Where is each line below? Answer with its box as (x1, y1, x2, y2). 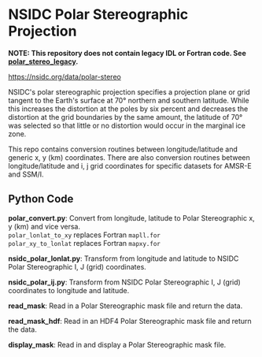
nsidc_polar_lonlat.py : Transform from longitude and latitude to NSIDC (8, 254, 239, 263)
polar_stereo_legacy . (8, 57, 79, 66)
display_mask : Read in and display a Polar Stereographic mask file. (8, 340, 227, 349)
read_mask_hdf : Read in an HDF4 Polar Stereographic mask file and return (8, 316, 252, 325)
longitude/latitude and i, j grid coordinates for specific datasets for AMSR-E (8, 161, 252, 170)
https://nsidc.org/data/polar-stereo (8, 72, 122, 81)
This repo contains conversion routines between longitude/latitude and (8, 144, 238, 154)
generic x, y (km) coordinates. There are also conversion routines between (8, 152, 250, 162)
